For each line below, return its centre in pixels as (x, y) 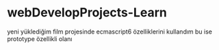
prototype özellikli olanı (40, 38)
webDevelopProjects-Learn (87, 13)
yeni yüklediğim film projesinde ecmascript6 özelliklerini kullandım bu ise (110, 32)
